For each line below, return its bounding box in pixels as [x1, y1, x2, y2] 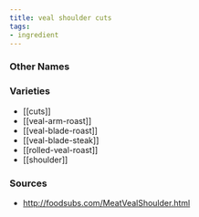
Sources [9, 177, 47, 190]
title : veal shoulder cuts [9, 13, 112, 23]
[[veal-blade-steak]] [22, 134, 99, 146]
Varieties [9, 85, 50, 98]
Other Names [9, 60, 70, 73]
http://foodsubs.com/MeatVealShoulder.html [22, 197, 191, 208]
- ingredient [9, 30, 59, 39]
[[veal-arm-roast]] [22, 115, 92, 126]
